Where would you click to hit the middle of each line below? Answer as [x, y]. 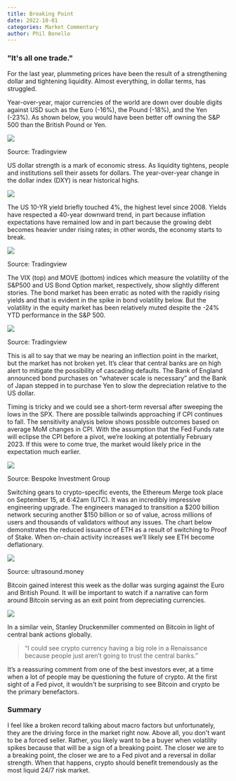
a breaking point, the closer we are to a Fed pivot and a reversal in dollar [112, 755]
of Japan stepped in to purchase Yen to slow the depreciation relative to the [117, 386]
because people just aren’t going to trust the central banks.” [111, 656]
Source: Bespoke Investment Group [59, 478]
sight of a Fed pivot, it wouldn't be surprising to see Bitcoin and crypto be [113, 684]
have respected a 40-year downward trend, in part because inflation [106, 214]
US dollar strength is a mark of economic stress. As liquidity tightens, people [118, 165]
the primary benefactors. [43, 691]
